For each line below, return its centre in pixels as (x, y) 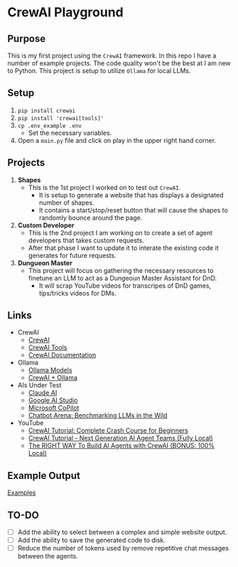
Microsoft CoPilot (54, 408)
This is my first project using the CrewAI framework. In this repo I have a (112, 55)
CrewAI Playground (65, 12)
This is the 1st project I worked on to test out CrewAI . (104, 187)
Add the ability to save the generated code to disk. (91, 540)
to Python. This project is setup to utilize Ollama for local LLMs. (99, 71)
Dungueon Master (45, 263)
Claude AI (43, 393)
